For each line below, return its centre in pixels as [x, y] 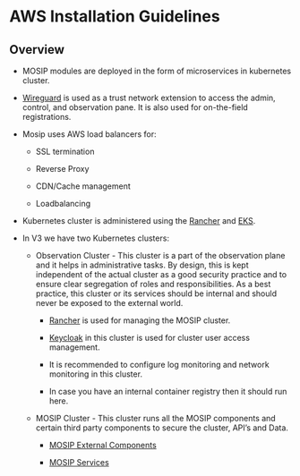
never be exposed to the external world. [109, 303]
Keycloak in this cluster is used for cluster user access [150, 338]
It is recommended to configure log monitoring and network [159, 365]
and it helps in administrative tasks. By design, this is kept [142, 265]
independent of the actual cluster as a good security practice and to [161, 274]
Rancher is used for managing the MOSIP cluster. [140, 320]
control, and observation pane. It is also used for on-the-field [135, 107]
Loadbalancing [63, 204]
